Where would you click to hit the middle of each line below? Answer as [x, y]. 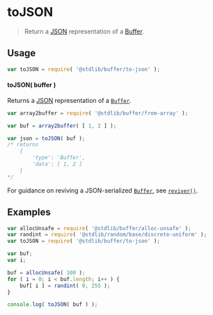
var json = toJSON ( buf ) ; [46, 138]
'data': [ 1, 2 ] [57, 164]
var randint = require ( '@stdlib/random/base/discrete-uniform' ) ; [107, 235]
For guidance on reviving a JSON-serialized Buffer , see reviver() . [103, 190]
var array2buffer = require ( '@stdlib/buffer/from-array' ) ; [98, 113]
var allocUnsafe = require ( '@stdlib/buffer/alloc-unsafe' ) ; [99, 228]
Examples [29, 212]
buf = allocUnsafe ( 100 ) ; [46, 273]
